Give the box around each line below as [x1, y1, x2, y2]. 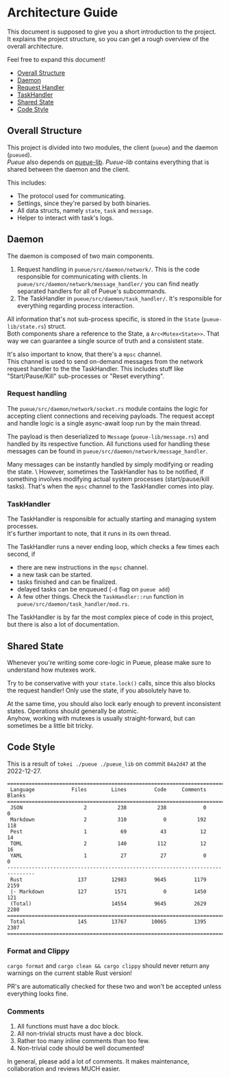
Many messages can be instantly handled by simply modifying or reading [7, 460, 214, 468]
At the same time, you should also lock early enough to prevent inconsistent [7, 699, 221, 707]
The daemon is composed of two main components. [7, 252, 155, 260]
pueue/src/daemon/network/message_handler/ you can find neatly [16, 279, 199, 288]
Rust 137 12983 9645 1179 [10, 876, 207, 883]
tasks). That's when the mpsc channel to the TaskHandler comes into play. [7, 482, 214, 490]
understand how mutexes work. [7, 666, 97, 674]
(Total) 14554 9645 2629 [10, 900, 207, 907]
